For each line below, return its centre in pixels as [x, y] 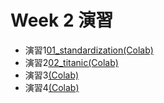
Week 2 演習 [62, 20]
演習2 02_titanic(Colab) [71, 62]
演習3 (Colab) [52, 75]
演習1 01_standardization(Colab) [89, 50]
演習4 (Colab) [52, 87]
